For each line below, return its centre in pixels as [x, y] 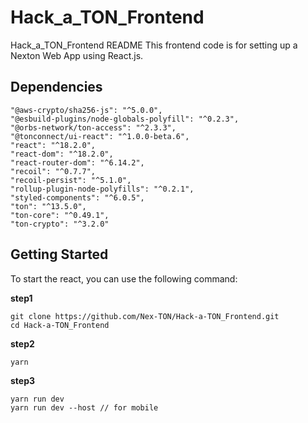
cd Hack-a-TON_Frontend [60, 325]
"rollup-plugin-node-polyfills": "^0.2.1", [102, 189]
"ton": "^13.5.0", [48, 206]
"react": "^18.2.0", [53, 145]
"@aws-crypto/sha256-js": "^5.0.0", [86, 110]
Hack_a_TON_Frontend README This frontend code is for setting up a [154, 45]
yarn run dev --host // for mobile [84, 407]
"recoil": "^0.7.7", [53, 171]
